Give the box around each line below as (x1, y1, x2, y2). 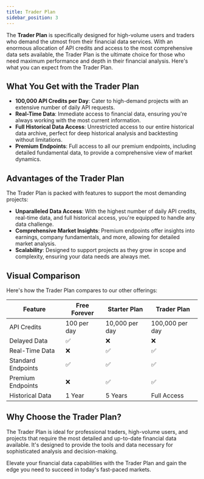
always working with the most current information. (15, 117, 141, 124)
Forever (70, 309, 94, 317)
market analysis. (15, 240, 56, 247)
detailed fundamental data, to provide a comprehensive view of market (15, 149, 192, 156)
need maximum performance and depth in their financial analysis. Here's (6, 57, 188, 65)
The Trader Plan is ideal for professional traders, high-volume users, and (6, 428, 188, 435)
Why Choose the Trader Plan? (6, 412, 121, 422)
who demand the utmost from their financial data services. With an (6, 38, 173, 45)
